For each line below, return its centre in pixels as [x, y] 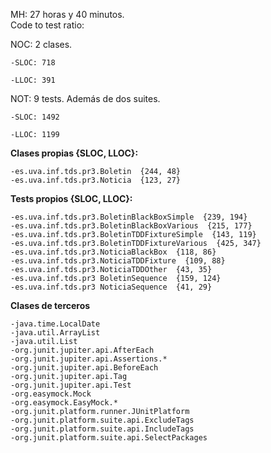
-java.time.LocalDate [55, 324]
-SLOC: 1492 [35, 117]
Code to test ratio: [47, 25]
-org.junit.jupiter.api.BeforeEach [84, 368]
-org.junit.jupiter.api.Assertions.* [89, 359]
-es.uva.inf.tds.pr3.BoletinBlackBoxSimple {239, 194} [129, 217]
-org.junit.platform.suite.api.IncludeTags [102, 429]
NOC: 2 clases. [41, 44]
